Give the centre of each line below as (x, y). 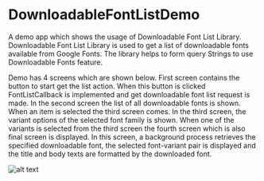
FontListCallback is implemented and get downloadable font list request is (129, 94)
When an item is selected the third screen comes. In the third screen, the (127, 111)
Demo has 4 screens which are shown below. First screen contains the (124, 77)
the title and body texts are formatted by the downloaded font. (110, 154)
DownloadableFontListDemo (104, 15)
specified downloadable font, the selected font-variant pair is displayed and (132, 145)
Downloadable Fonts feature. (56, 62)
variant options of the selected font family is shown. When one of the (121, 120)
